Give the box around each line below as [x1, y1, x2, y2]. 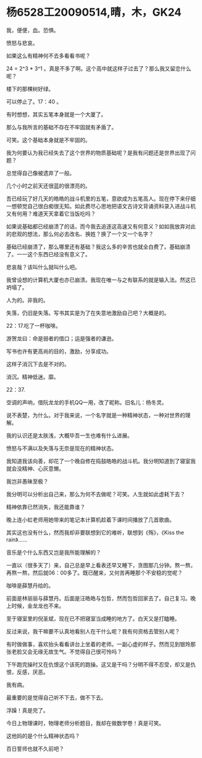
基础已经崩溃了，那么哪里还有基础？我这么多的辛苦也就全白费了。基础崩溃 [6, 243, 191, 250]
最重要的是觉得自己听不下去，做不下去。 [6, 694, 106, 701]
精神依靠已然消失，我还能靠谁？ [6, 503, 85, 510]
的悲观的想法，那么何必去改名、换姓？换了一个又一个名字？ [6, 230, 154, 238]
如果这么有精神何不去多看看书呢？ [6, 52, 91, 59]
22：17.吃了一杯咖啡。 [6, 322, 61, 329]
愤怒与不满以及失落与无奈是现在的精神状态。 [6, 445, 117, 452]
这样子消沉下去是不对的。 [6, 360, 70, 368]
